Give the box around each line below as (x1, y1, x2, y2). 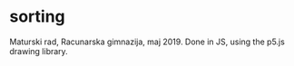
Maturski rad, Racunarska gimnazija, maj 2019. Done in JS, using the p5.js (9, 36, 286, 47)
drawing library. (9, 45, 68, 56)
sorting (9, 6, 65, 27)
